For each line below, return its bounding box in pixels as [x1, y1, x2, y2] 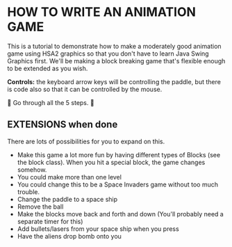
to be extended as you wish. [7, 64, 88, 72]
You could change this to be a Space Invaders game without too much [17, 180, 219, 189]
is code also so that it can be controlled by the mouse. [7, 85, 163, 93]
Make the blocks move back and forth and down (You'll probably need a [17, 209, 224, 218]
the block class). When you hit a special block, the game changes [17, 158, 206, 166]
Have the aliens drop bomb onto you [17, 232, 122, 240]
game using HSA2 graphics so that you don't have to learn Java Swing [7, 49, 210, 58]
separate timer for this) [17, 217, 83, 225]
